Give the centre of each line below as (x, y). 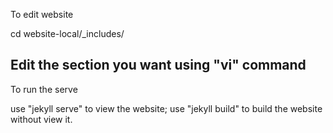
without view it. (41, 119)
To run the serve (44, 89)
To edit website (42, 14)
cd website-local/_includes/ (67, 33)
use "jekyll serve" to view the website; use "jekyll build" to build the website (166, 108)
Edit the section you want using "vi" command (158, 65)
